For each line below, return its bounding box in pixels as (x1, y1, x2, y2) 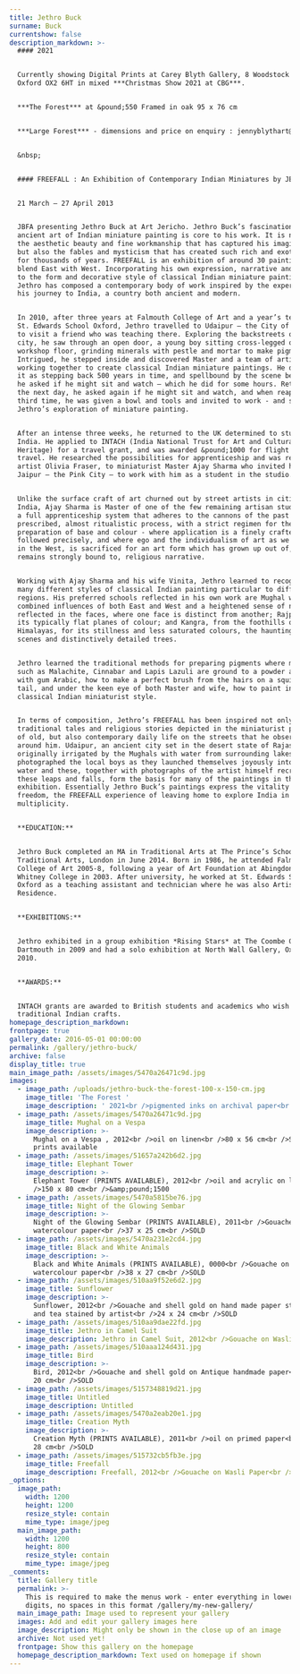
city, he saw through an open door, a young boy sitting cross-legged (17, 337, 286, 347)
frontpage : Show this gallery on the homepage (17, 1642, 194, 1652)
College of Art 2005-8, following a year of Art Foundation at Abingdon (17, 864, 294, 873)
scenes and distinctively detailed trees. (17, 635, 178, 645)
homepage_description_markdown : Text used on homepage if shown (17, 1651, 262, 1660)
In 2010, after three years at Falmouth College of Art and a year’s (17, 313, 281, 322)
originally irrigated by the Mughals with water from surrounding (17, 749, 270, 758)
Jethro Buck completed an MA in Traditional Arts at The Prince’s (17, 847, 270, 856)
